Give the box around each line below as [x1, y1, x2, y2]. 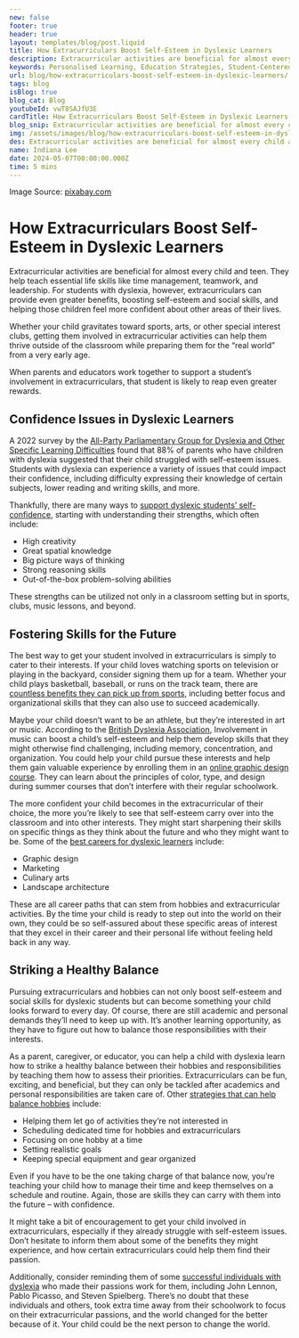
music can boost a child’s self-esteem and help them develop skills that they [9, 733, 289, 744]
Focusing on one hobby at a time [21, 1134, 143, 1145]
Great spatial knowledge [21, 545, 112, 557]
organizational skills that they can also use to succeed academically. [9, 697, 260, 708]
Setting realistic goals [21, 1144, 102, 1154]
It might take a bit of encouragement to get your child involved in [9, 1216, 246, 1227]
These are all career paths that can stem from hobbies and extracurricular [9, 899, 280, 910]
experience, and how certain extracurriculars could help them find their [9, 1244, 271, 1255]
